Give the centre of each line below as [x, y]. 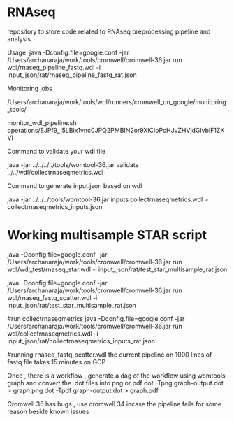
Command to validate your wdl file [57, 151]
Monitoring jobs [30, 88]
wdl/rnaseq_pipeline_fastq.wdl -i [54, 67]
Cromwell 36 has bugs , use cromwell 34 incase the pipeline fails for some [115, 404]
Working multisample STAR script [107, 235]
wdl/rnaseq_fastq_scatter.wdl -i [52, 297]
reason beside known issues [48, 411]
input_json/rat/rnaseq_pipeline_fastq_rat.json [72, 75]
